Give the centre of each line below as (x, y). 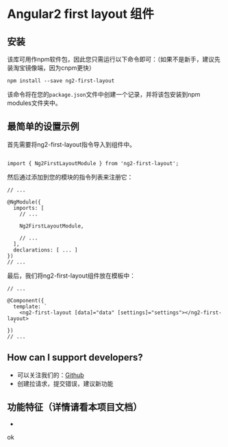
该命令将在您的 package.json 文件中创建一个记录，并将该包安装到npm (104, 94)
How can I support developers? (75, 358)
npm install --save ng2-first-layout (61, 81)
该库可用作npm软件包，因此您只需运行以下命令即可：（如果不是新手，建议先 (114, 59)
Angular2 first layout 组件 (81, 14)
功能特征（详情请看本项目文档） (75, 408)
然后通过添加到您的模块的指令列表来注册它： (70, 177)
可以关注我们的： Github (50, 375)
